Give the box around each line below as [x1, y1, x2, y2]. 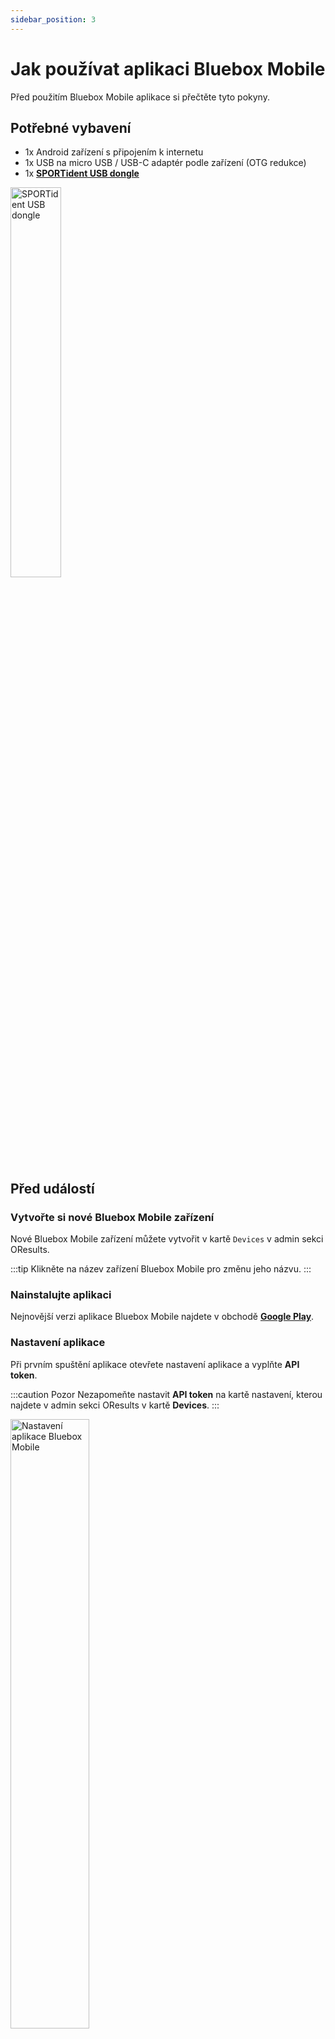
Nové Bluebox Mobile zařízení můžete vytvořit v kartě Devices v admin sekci [10, 1233, 324, 1245]
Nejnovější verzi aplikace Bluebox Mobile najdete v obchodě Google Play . [10, 1311, 315, 1323]
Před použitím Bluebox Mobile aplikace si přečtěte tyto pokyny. [10, 91, 270, 103]
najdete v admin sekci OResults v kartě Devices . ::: [10, 1399, 220, 1411]
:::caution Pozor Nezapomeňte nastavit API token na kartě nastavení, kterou [10, 1388, 323, 1400]
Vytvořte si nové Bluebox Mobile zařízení [10, 1210, 215, 1224]
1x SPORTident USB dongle [24, 167, 140, 180]
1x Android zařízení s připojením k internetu [24, 146, 204, 158]
